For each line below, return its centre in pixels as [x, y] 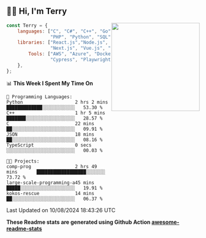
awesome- [165, 222]
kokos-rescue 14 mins [51, 193]
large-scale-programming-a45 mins [51, 182]
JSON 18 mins [51, 134]
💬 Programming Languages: [39, 97]
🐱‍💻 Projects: [23, 161]
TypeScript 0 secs [49, 145]
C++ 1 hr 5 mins [56, 113]
